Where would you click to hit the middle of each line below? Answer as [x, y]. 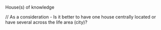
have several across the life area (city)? [46, 22]
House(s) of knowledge [30, 7]
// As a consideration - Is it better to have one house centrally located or [81, 17]
